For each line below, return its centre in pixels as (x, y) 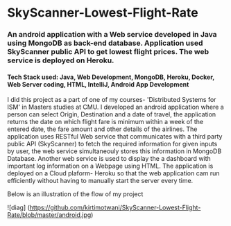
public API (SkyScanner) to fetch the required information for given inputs (112, 144)
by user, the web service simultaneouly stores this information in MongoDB (114, 151)
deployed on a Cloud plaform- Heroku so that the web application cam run (113, 173)
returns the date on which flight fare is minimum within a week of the (105, 122)
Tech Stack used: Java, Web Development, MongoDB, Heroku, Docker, (111, 77)
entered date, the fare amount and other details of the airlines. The (102, 129)
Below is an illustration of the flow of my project (75, 194)
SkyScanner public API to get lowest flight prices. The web (108, 52)
